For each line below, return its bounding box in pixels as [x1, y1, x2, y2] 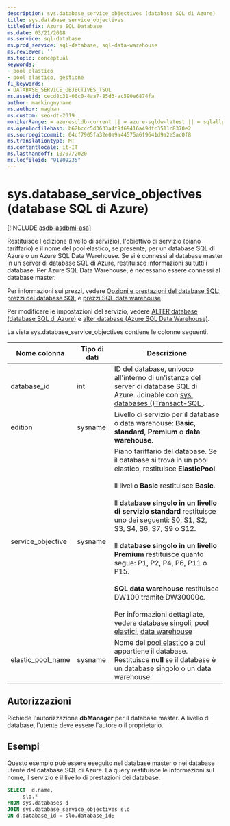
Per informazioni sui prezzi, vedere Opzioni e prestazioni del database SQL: [7, 286, 220, 295]
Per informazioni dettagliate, [114, 609, 205, 619]
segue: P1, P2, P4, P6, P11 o [114, 558, 207, 567]
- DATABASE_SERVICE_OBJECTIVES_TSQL [7, 86, 112, 93]
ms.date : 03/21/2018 [7, 29, 66, 36]
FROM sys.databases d [7, 800, 69, 807]
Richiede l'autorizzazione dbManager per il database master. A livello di [7, 713, 210, 722]
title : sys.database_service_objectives [7, 16, 125, 23]
